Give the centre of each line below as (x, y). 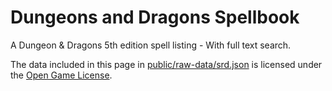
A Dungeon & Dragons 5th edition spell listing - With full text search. (151, 45)
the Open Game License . (61, 75)
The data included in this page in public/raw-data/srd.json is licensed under (166, 64)
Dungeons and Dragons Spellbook (155, 17)
